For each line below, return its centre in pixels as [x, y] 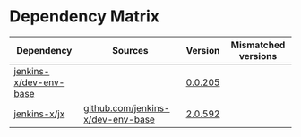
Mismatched [258, 45]
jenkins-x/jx [39, 114]
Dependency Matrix [84, 17]
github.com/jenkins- [127, 107]
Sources [130, 50]
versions [258, 56]
